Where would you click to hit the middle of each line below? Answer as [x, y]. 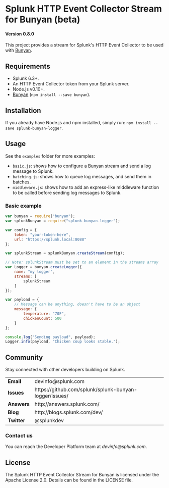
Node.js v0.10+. [29, 89]
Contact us [19, 435]
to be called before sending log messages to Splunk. [67, 192]
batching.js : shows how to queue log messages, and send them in [82, 176]
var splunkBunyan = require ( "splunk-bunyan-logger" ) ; [63, 221]
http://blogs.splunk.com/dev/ [69, 412]
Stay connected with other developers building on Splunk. [65, 370]
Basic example [23, 206]
